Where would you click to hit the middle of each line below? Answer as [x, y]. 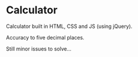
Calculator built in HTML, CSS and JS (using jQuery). [69, 26]
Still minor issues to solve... [39, 49]
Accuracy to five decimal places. [45, 37]
